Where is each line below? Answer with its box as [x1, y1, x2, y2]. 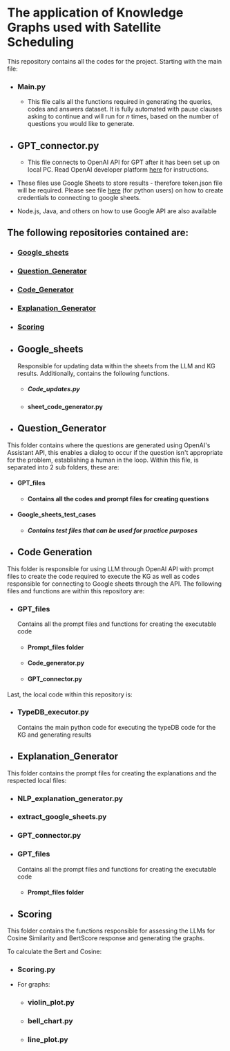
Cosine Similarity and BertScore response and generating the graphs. [7, 934, 205, 942]
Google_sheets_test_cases [17, 510, 97, 519]
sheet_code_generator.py [27, 402, 104, 411]
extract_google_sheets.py [17, 812, 107, 822]
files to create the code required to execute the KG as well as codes [7, 572, 200, 580]
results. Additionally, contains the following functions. [17, 369, 170, 377]
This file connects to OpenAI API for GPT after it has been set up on [27, 158, 220, 167]
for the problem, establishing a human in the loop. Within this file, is [7, 456, 199, 464]
